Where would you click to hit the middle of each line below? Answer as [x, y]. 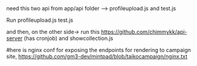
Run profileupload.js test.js [40, 20]
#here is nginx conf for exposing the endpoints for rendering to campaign [99, 50]
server [15, 38]
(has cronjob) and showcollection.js [69, 38]
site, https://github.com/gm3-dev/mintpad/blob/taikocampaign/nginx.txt [97, 56]
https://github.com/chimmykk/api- [144, 32]
